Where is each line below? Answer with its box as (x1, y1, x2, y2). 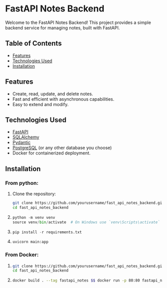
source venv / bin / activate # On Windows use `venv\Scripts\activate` (12, 220, 161, 225)
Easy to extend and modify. (12, 101, 69, 107)
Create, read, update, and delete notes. (12, 91, 93, 97)
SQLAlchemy (12, 134, 39, 140)
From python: (5, 179, 39, 186)
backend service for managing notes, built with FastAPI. (5, 24, 120, 30)
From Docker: (5, 251, 39, 258)
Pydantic (12, 140, 31, 145)
